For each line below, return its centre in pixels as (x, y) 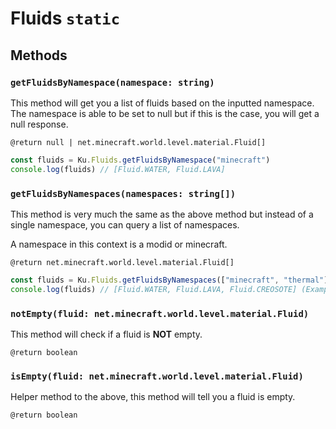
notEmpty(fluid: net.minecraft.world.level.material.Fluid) (160, 313)
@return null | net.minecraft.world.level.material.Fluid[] (138, 142)
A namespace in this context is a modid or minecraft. (119, 244)
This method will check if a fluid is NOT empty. (106, 334)
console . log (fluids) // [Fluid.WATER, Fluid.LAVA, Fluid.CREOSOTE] (154, 289)
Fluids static (65, 18)
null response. (39, 124)
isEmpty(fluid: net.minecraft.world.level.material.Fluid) (157, 376)
